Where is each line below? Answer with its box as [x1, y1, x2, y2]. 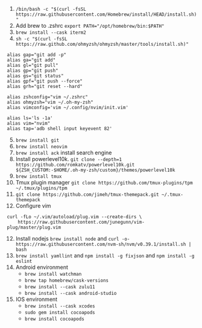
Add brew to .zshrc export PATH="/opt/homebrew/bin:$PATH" [15, 22, 165, 29]
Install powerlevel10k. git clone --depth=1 [15, 156, 122, 162]
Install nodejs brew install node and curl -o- [15, 235, 130, 242]
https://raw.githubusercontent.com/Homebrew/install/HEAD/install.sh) [15, 11, 197, 17]
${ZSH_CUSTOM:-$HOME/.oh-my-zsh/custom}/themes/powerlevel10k [15, 167, 175, 173]
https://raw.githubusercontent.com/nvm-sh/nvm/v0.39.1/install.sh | [15, 241, 192, 247]
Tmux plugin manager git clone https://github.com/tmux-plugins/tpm [15, 179, 193, 186]
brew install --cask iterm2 [15, 30, 86, 36]
